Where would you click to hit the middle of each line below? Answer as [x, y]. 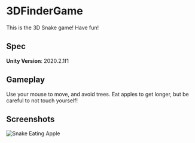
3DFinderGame [45, 11]
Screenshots [31, 119]
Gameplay [26, 80]
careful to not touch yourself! [42, 101]
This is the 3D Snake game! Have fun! [53, 28]
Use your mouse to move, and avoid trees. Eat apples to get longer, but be [98, 94]
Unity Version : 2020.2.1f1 [37, 60]
